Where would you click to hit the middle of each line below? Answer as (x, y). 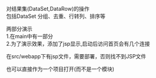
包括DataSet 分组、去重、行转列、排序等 (56, 16)
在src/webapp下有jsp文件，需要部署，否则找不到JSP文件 (76, 56)
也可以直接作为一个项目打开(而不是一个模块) (60, 69)
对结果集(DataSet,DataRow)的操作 (48, 9)
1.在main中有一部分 (30, 36)
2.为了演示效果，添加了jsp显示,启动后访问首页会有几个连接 (78, 44)
